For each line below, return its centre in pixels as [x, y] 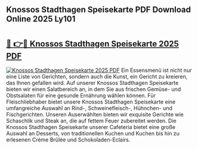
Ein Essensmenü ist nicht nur [157, 70]
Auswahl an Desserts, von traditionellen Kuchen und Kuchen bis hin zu [93, 133]
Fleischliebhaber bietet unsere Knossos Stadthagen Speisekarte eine [91, 102]
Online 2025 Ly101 [41, 19]
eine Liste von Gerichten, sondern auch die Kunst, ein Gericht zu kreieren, [97, 76]
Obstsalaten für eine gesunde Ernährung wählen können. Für [81, 95]
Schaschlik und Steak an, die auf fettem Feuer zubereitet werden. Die [92, 121]
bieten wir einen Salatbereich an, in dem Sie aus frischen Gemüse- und [94, 89]
